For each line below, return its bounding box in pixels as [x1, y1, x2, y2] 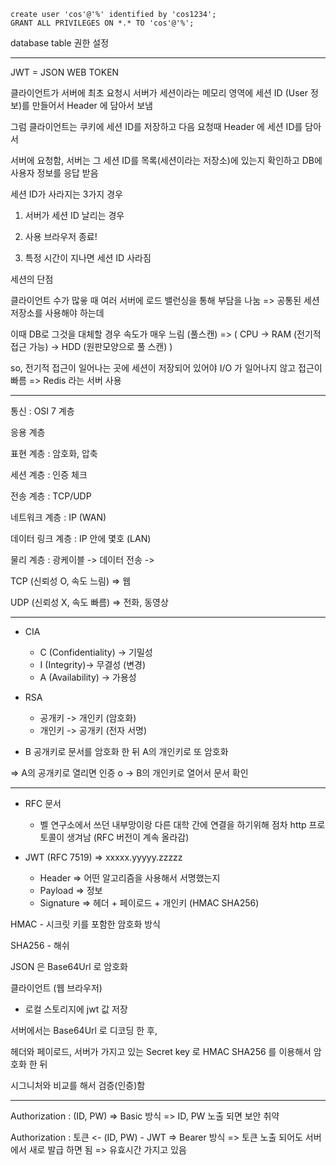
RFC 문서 [24, 798, 62, 809]
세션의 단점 [10, 273, 54, 285]
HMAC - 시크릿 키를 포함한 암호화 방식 [10, 918, 161, 930]
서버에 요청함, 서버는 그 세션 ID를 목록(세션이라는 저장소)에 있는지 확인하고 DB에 [10, 155, 323, 166]
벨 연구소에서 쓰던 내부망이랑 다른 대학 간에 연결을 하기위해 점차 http [39, 819, 307, 830]
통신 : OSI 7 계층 [10, 405, 75, 417]
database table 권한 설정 [10, 37, 110, 49]
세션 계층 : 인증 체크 [10, 469, 88, 480]
